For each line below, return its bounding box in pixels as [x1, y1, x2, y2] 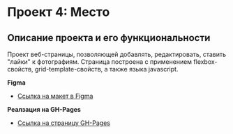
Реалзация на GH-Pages [7, 106, 82, 113]
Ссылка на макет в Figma [17, 92, 93, 100]
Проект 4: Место [7, 4, 110, 20]
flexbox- [193, 58, 218, 66]
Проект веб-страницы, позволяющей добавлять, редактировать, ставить [7, 50, 227, 58]
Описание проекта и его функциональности [7, 32, 211, 44]
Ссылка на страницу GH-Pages [17, 119, 110, 127]
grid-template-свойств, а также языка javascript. [34, 65, 179, 73]
